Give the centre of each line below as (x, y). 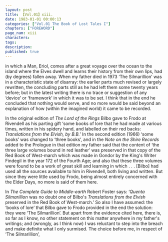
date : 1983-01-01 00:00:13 (33, 19)
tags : (11, 42)
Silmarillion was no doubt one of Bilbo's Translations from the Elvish (75, 197)
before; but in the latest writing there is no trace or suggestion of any (76, 92)
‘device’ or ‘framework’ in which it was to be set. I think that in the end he (80, 97)
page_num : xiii (21, 33)
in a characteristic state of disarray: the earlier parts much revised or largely (83, 82)
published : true (22, 51)
